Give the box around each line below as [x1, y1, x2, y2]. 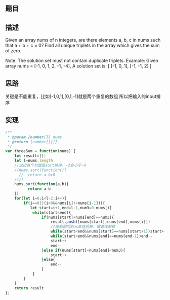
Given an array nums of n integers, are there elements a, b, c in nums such [5, 37, 161, 43]
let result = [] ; [14, 153, 47, 158]
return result [14, 285, 44, 290]
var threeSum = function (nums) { [5, 149, 76, 154]
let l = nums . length [14, 158, 53, 163]
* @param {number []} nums [7, 135, 62, 140]
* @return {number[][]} [7, 139, 58, 144]
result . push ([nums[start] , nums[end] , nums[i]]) [50, 219, 151, 224]
